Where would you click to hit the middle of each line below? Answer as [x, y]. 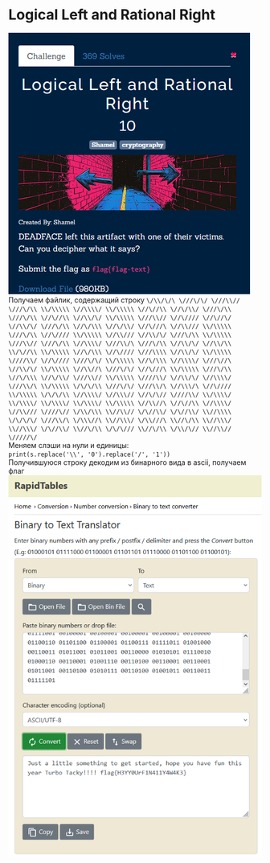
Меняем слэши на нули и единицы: [69, 445]
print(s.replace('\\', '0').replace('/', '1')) [90, 454]
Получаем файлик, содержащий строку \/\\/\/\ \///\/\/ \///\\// [124, 300]
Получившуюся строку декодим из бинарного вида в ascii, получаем [127, 462]
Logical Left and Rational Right [112, 15]
